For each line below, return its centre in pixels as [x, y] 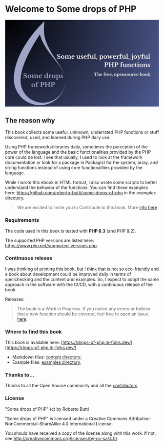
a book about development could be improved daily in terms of [68, 274]
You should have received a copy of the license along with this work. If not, [81, 433]
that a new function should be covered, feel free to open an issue [82, 314]
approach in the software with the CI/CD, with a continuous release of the [79, 284]
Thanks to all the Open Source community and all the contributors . [72, 386]
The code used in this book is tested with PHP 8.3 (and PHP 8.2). [71, 231]
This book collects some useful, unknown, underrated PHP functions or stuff [82, 132]
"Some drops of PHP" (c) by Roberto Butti [47, 409]
